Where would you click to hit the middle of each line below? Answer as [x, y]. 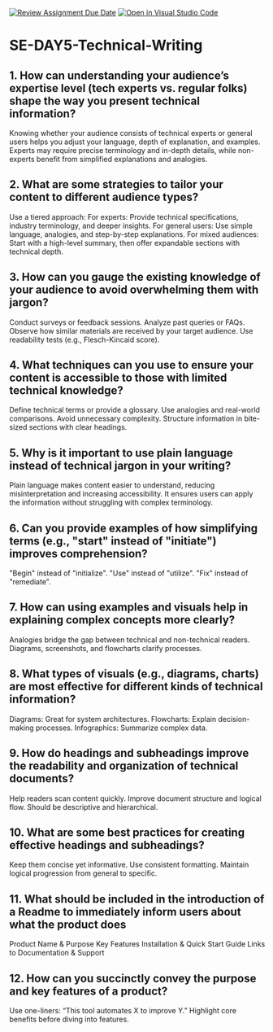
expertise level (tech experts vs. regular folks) [128, 88]
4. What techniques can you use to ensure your [132, 365]
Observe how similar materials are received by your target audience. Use [131, 330]
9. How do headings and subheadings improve [129, 753]
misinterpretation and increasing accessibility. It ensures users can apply [131, 494]
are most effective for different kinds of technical [136, 687]
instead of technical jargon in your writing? [120, 465]
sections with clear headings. [78, 427]
